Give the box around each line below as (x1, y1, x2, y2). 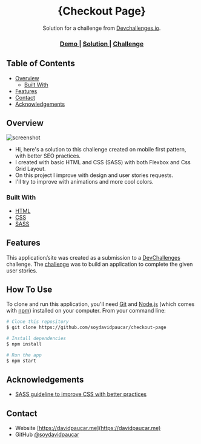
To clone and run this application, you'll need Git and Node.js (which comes (6, 300, 195, 308)
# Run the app (6, 352, 42, 358)
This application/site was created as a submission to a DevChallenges (6, 254, 180, 261)
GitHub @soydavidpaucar (15, 431, 80, 439)
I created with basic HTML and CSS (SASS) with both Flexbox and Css (15, 159, 191, 166)
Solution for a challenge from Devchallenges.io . (42, 24, 161, 32)
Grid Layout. (15, 165, 47, 173)
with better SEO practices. (15, 152, 81, 159)
